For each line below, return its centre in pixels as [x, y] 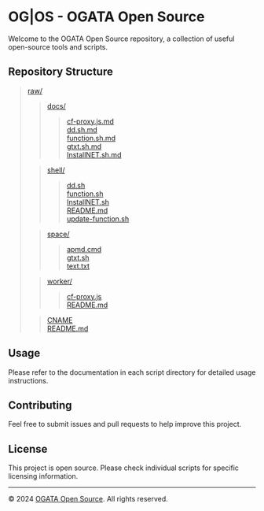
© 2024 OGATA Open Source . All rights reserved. [88, 499]
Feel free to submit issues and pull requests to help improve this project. [125, 424]
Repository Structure [61, 72]
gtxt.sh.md [84, 146]
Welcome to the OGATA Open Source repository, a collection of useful [121, 39]
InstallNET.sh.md [94, 154]
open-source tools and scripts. [58, 46]
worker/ [60, 281]
